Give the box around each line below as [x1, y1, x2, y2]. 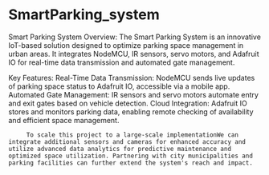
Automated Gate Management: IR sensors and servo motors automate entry [8, 89, 259, 99]
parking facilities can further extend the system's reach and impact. [8, 158, 253, 167]
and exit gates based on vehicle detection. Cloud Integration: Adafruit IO [8, 98, 247, 108]
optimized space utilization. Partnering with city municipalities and [8, 152, 253, 160]
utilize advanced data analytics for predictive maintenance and [8, 145, 231, 153]
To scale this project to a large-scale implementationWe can [26, 130, 239, 139]
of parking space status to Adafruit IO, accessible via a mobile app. [8, 82, 230, 91]
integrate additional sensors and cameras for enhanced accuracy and [8, 137, 247, 145]
